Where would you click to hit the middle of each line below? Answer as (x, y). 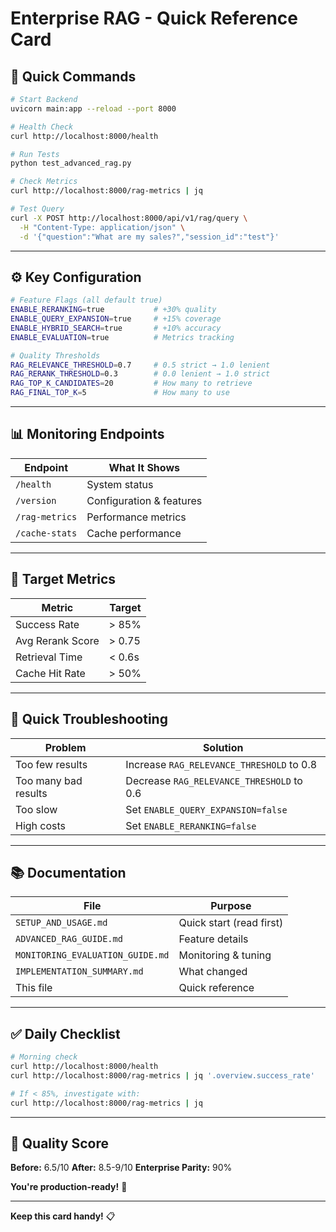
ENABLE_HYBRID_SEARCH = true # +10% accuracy (116, 328)
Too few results (51, 764)
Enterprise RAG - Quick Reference (154, 18)
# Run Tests (35, 154)
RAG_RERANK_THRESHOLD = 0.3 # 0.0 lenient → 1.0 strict (140, 374)
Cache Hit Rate (50, 673)
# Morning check (44, 1057)
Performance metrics (136, 517)
